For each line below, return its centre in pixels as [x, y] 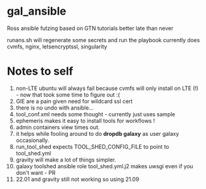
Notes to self [40, 71]
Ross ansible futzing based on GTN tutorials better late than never [90, 28]
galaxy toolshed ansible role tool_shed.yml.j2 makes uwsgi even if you [105, 166]
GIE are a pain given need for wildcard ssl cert [74, 101]
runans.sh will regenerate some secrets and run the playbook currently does [103, 40]
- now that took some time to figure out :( [68, 94]
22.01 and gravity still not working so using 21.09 [78, 179]
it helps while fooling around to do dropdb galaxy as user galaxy [97, 133]
